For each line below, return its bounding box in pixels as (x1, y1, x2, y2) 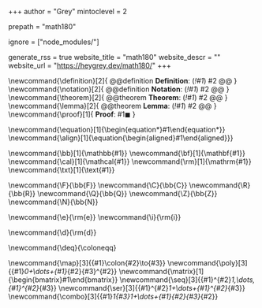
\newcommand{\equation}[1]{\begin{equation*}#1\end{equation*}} (8, 125, 226, 134)
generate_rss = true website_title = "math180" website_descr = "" (8, 53, 221, 61)
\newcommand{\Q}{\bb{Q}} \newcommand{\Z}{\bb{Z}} (37, 189, 218, 198)
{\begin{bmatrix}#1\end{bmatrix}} (8, 275, 118, 284)
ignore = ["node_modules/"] (8, 37, 99, 46)
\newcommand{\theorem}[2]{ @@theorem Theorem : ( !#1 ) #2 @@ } (8, 93, 228, 102)
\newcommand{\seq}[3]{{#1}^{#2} (119, 275, 232, 284)
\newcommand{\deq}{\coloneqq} (8, 243, 117, 252)
